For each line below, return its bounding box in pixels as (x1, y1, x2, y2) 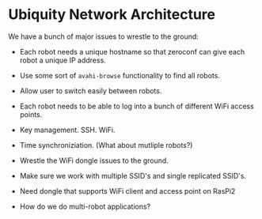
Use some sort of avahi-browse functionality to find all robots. (19, 70, 220, 80)
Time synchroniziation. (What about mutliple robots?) (19, 140, 193, 149)
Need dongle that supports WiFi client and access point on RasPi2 (19, 186, 236, 195)
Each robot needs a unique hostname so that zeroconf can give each (19, 47, 245, 56)
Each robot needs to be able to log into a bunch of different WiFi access (19, 101, 255, 111)
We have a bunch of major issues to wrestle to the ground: (8, 32, 199, 41)
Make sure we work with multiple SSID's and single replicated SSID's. (19, 171, 247, 180)
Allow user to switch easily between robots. (19, 85, 162, 96)
